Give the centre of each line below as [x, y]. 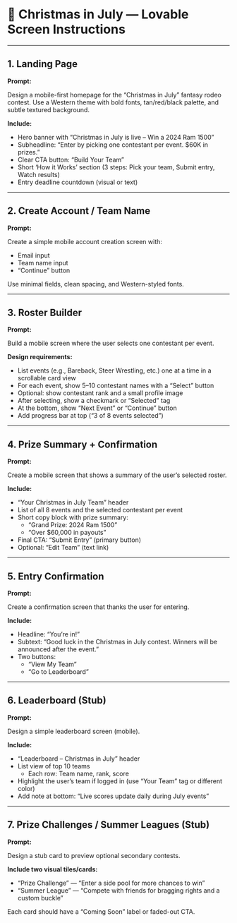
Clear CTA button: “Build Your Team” [71, 159]
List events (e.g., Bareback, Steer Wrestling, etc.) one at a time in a [114, 370]
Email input [34, 255]
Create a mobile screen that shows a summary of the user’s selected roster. [117, 475]
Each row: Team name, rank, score [78, 773]
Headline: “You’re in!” [48, 634]
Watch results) [38, 174]
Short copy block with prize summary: [73, 517]
